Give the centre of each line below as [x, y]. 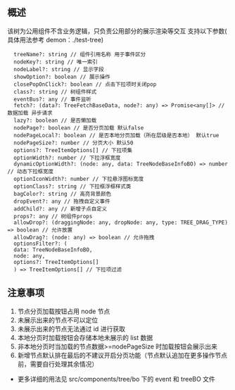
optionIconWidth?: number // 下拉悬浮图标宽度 [79, 179]
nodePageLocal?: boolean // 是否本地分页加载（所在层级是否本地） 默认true [116, 135]
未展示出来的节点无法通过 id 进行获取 [71, 329]
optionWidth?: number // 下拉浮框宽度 [67, 158]
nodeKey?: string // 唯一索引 [56, 62]
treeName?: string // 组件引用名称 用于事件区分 [80, 54]
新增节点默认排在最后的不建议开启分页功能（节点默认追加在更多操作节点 [122, 355]
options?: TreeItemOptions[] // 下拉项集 [73, 150]
